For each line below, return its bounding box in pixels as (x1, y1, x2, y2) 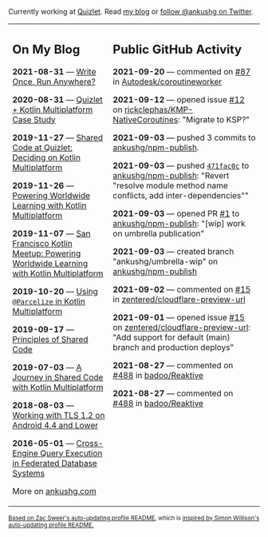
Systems (12, 467, 45, 479)
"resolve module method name (112, 180, 229, 191)
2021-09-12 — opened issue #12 (112, 93, 245, 105)
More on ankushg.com (12, 485, 97, 496)
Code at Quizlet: (12, 141, 73, 153)
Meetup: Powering (12, 248, 81, 259)
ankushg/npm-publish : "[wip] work (112, 217, 246, 229)
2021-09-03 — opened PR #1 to (112, 208, 240, 219)
